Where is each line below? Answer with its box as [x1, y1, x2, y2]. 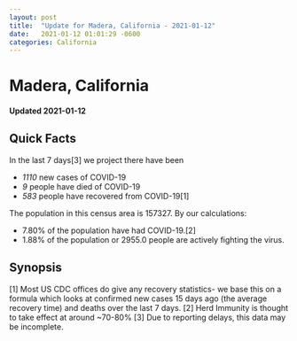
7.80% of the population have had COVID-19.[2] [21, 225, 197, 236]
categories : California [9, 37, 98, 47]
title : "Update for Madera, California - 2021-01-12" [9, 21, 216, 30]
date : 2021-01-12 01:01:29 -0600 [9, 29, 141, 38]
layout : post [9, 12, 58, 22]
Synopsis [9, 260, 62, 275]
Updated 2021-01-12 [9, 105, 87, 116]
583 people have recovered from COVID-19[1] [21, 190, 190, 201]
